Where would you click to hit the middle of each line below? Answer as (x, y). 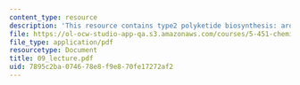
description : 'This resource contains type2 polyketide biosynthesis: (143, 26)
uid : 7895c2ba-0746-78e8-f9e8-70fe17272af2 (92, 67)
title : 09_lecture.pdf (51, 58)
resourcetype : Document (54, 50)
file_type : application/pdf (62, 42)
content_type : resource (54, 17)
